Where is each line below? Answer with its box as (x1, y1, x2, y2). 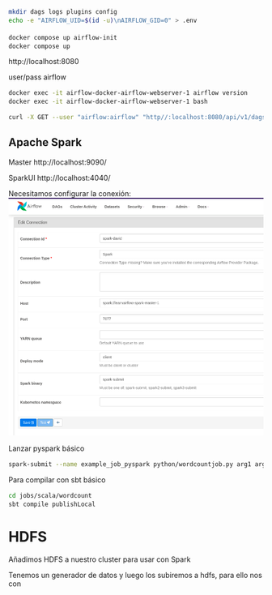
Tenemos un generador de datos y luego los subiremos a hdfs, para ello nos (8, 570, 263, 580)
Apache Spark (8, 135, 83, 149)
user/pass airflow (8, 72, 66, 82)
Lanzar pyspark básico (8, 443, 85, 453)
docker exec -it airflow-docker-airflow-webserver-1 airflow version (8, 89, 249, 97)
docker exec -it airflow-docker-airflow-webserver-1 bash (8, 97, 208, 106)
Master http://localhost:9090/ (8, 157, 107, 167)
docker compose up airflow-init (8, 33, 117, 41)
